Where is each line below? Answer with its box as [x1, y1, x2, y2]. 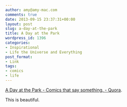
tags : [5, 64, 17, 69]
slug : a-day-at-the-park [5, 26, 57, 31]
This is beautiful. [5, 96, 40, 102]
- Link [5, 59, 19, 64]
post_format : [5, 54, 33, 60]
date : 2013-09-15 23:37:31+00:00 [5, 17, 76, 22]
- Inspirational [5, 45, 39, 50]
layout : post [5, 21, 33, 27]
